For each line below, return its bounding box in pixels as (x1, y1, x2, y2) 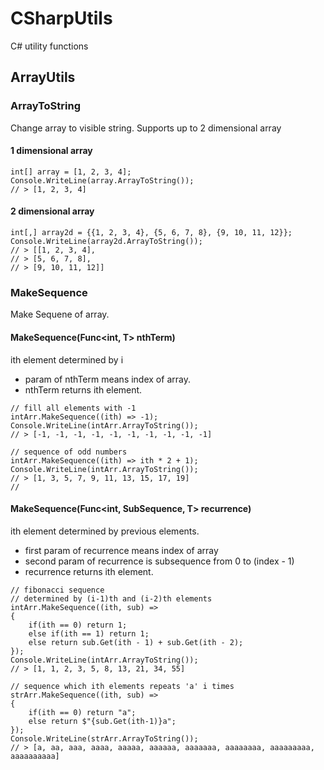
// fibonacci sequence (10, 585, 105, 595)
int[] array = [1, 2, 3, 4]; (10, 167, 132, 177)
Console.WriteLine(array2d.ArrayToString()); (10, 237, 203, 247)
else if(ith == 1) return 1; (28, 628, 150, 639)
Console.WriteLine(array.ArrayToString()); (10, 175, 195, 186)
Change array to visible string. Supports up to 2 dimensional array (10, 122, 282, 134)
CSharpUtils (10, 7, 113, 30)
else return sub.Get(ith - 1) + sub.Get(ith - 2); (28, 637, 244, 647)
